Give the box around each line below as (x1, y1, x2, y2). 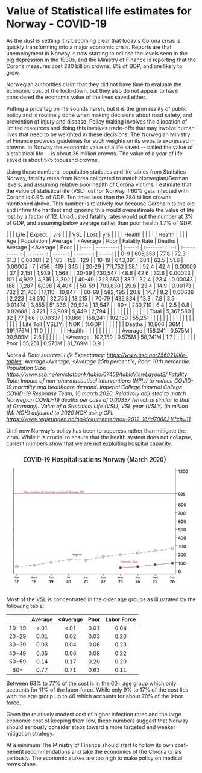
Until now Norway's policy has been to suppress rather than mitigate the (6, 427, 186, 434)
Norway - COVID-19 (6, 17, 107, 31)
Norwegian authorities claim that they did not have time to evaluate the (6, 80, 182, 88)
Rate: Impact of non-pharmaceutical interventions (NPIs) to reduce (6, 377, 173, 384)
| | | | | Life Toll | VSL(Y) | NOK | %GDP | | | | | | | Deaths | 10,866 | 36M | (6, 321, 184, 328)
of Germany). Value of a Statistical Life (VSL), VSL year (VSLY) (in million (6, 402, 188, 410)
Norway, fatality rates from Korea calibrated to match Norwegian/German (6, 174, 189, 181)
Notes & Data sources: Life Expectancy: (6, 351, 106, 358)
